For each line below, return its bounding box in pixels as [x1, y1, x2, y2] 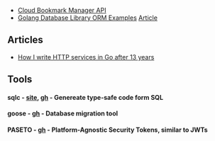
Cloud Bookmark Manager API [17, 6, 106, 14]
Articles [7, 34, 44, 46]
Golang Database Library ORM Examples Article [17, 13, 158, 22]
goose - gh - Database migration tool [7, 109, 118, 118]
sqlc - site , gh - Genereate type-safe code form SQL [7, 93, 164, 101]
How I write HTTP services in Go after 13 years [17, 52, 155, 61]
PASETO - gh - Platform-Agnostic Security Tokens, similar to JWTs [7, 125, 208, 134]
